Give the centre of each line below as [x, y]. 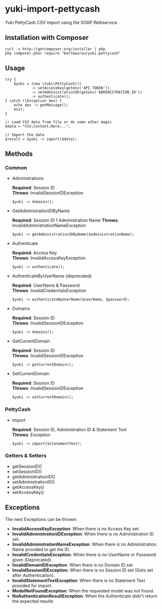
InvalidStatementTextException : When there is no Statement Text [79, 580]
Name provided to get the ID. [41, 549]
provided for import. [32, 586]
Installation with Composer [47, 38]
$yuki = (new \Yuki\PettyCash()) [48, 84]
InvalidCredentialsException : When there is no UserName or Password [84, 554]
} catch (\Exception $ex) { [34, 101]
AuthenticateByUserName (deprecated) [52, 276]
